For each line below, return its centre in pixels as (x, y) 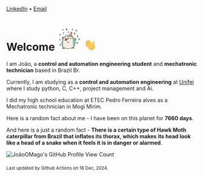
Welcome (31, 47)
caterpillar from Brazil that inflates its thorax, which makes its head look (98, 136)
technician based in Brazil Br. (43, 70)
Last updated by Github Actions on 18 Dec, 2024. (57, 168)
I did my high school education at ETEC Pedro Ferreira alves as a (87, 100)
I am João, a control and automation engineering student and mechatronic (101, 63)
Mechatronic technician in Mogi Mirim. (54, 106)
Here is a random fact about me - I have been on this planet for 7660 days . (100, 118)
